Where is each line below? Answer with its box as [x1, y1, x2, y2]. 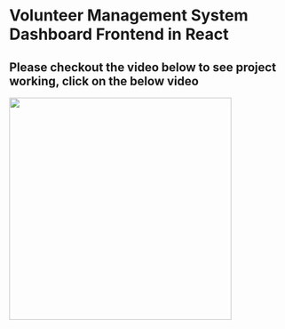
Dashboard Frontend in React [9, 24, 229, 44]
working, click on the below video [9, 73, 200, 89]
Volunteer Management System [9, 5, 249, 26]
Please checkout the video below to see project [9, 60, 277, 75]
